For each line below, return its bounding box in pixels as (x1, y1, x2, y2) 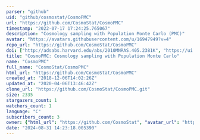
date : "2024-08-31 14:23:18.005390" (6, 125, 97, 131)
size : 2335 (6, 92, 33, 98)
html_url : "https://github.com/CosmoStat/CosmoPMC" (6, 70, 137, 76)
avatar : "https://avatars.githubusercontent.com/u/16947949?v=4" (6, 36, 171, 42)
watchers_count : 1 (6, 102, 52, 109)
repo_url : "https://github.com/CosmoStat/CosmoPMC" (6, 42, 137, 48)
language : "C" (6, 108, 42, 114)
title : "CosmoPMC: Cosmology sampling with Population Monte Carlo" (6, 53, 180, 59)
